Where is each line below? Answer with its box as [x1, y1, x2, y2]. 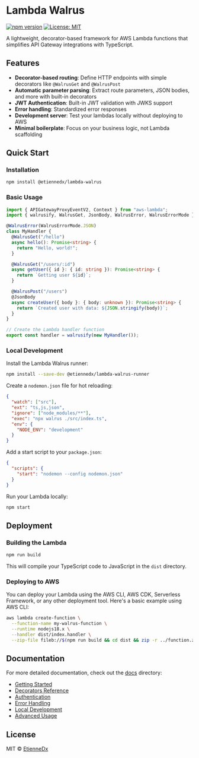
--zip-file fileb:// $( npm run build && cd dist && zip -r [11, 637, 158, 643]
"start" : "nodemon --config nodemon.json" [17, 471, 123, 477]
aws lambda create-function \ [6, 615, 81, 621]
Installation [6, 166, 40, 174]
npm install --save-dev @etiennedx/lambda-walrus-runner [6, 372, 150, 378]
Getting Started [14, 681, 52, 688]
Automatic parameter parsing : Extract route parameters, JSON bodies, [14, 87, 190, 94]
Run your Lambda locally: [6, 493, 68, 500]
